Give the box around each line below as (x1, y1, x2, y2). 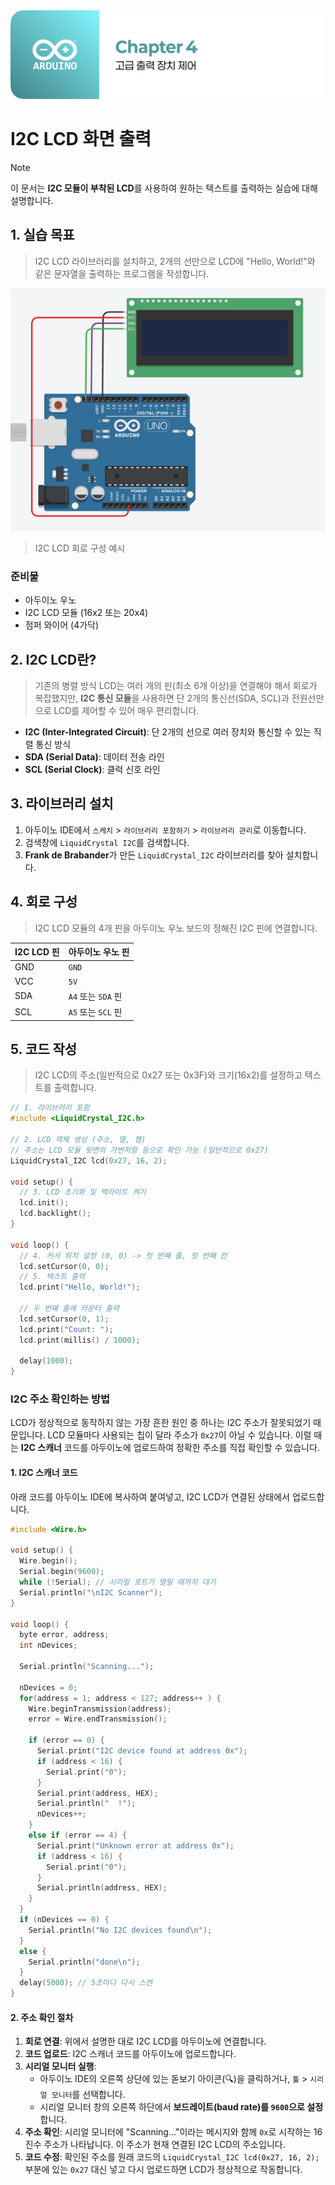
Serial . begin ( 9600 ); (19, 1567, 105, 1577)
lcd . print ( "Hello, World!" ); (19, 1282, 141, 1293)
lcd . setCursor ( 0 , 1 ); (19, 1314, 110, 1324)
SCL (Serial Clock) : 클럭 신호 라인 (24, 764, 161, 775)
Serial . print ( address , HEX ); (36, 1788, 159, 1798)
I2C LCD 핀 (14, 946, 60, 958)
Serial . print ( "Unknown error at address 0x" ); (36, 1840, 235, 1851)
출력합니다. (53, 1082, 97, 1094)
